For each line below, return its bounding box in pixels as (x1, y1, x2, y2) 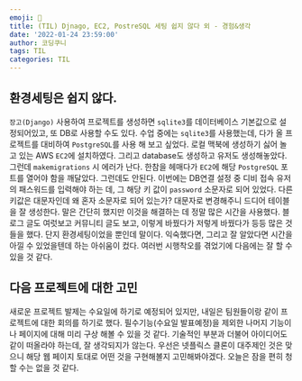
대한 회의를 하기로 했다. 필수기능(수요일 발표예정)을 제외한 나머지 (40, 317, 268, 328)
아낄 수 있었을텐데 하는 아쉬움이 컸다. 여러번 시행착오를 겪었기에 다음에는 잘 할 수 (9, 240, 293, 250)
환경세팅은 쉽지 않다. (9, 91, 117, 106)
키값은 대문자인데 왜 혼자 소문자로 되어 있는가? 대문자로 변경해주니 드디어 (9, 195, 266, 205)
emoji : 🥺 (9, 13, 42, 23)
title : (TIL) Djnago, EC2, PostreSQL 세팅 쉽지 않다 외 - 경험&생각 (9, 22, 252, 31)
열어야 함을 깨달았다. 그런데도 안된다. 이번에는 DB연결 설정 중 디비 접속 (25, 172, 275, 183)
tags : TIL (9, 47, 47, 56)
